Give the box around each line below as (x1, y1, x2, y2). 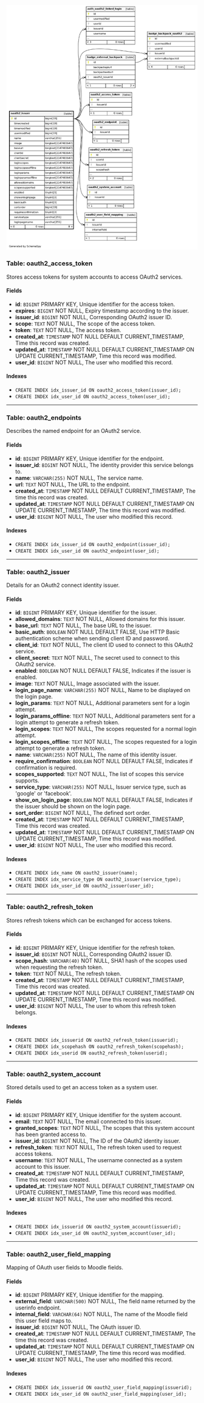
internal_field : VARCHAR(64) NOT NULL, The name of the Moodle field (15, 1311, 188, 1318)
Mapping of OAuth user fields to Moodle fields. (6, 1264, 123, 1271)
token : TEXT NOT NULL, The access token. (15, 326, 121, 333)
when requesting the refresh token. (15, 963, 104, 971)
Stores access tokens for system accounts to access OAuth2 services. (6, 273, 183, 280)
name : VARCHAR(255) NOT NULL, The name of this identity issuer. (15, 751, 177, 758)
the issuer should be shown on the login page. (15, 803, 131, 810)
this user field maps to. (15, 1317, 73, 1325)
